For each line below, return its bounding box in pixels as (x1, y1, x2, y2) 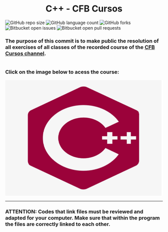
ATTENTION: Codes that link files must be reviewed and (5, 208, 143, 215)
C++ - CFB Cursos (45, 3, 122, 15)
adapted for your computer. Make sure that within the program (5, 214, 160, 221)
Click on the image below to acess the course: (5, 69, 119, 76)
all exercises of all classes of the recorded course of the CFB (5, 44, 155, 51)
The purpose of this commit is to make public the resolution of (5, 37, 159, 44)
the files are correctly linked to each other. (5, 220, 110, 227)
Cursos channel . (5, 50, 46, 57)
